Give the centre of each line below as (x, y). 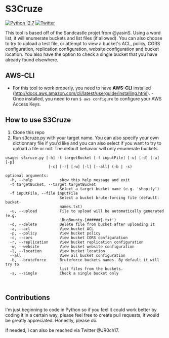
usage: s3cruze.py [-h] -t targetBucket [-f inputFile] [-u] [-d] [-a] (82, 158)
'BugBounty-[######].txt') (88, 220)
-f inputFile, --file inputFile (44, 193)
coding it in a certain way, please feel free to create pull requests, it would (82, 315)
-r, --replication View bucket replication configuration (77, 242)
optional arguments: (27, 176)
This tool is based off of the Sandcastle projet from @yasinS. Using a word (83, 32)
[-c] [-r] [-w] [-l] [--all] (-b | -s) (90, 166)
